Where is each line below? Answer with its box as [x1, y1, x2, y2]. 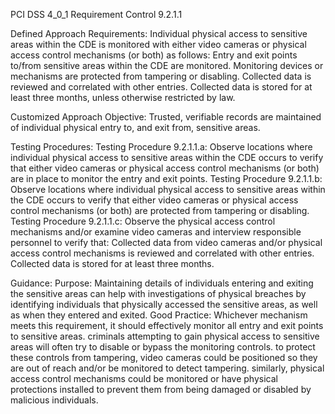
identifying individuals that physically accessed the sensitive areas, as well [10, 299, 318, 310]
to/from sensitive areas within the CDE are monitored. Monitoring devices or [10, 60, 324, 71]
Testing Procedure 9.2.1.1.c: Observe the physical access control [10, 215, 276, 227]
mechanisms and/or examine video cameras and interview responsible [10, 226, 302, 238]
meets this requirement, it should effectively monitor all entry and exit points [10, 320, 324, 331]
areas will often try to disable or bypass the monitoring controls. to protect [10, 341, 316, 353]
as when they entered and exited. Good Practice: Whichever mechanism [10, 309, 308, 321]
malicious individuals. [10, 394, 99, 406]
